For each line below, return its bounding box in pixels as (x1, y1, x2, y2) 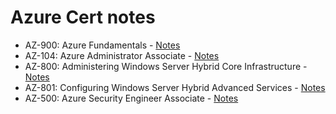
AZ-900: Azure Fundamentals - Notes (24, 39, 181, 51)
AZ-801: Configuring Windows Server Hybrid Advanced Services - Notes (24, 81, 326, 93)
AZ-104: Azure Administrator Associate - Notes (24, 49, 220, 61)
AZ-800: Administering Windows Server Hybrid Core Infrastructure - (24, 60, 308, 72)
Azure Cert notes (10, 6, 156, 29)
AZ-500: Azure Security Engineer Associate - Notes (24, 92, 239, 104)
